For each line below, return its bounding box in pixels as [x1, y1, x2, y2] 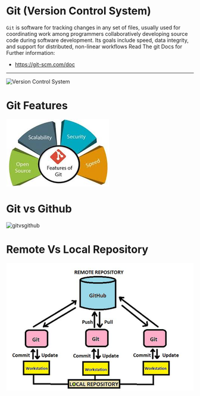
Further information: [6, 49, 55, 56]
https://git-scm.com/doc [14, 61, 76, 68]
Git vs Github [6, 202, 73, 216]
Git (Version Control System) [6, 4, 152, 18]
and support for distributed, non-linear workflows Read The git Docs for [6, 43, 183, 50]
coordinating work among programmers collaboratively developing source [6, 30, 188, 37]
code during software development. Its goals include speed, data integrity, [6, 36, 189, 44]
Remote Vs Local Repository [6, 243, 149, 256]
